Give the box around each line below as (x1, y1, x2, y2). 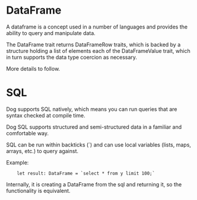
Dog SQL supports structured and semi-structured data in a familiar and (6, 123, 182, 131)
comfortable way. (6, 129, 49, 136)
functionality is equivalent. (6, 187, 71, 194)
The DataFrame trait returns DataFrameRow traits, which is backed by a (6, 41, 181, 48)
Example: (6, 158, 29, 166)
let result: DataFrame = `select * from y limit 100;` (17, 170, 155, 176)
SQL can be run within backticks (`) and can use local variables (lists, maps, (6, 141, 192, 148)
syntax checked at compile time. (6, 112, 86, 119)
